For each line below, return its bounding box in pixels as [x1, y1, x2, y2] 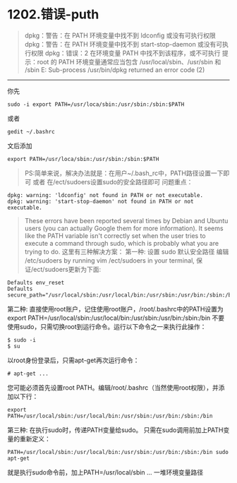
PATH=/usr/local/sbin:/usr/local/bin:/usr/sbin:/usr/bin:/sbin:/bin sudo [7, 448, 229, 455]
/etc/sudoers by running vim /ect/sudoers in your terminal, [24, 256, 195, 265]
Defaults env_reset [7, 279, 65, 286]
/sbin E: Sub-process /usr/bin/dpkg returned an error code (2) [24, 65, 205, 74]
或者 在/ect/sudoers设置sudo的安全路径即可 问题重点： [32, 177, 193, 186]
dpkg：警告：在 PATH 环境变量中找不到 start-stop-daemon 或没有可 [24, 40, 223, 48]
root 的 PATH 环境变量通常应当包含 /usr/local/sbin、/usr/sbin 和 [37, 57, 221, 66]
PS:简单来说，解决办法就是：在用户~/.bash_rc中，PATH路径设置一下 [24, 169, 224, 177]
